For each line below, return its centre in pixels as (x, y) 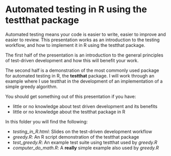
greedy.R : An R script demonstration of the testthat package (76, 137)
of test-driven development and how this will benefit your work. (72, 60)
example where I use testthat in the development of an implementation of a (84, 81)
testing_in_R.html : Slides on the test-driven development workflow (82, 132)
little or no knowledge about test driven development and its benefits (85, 106)
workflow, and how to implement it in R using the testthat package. (75, 45)
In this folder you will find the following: (46, 121)
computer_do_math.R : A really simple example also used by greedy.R (86, 148)
